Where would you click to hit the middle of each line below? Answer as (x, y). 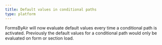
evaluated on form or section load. (39, 38)
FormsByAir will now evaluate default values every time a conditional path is (81, 28)
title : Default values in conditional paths (51, 9)
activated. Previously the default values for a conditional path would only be (81, 33)
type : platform (20, 14)
